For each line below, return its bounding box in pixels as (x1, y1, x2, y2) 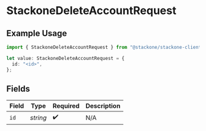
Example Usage (6, 28, 67, 39)
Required (52, 102, 80, 110)
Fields (6, 83, 31, 94)
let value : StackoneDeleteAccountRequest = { (6, 55, 124, 61)
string (29, 113, 47, 122)
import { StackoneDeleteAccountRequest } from (6, 44, 128, 50)
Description (85, 102, 121, 110)
